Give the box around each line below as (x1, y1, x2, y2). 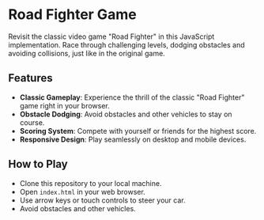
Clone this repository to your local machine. (19, 178, 162, 188)
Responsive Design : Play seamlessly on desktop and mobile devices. (19, 135, 247, 144)
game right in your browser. (19, 101, 111, 110)
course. (19, 117, 45, 127)
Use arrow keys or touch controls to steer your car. (19, 195, 186, 205)
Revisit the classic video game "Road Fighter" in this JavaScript (8, 32, 215, 41)
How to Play (8, 157, 69, 171)
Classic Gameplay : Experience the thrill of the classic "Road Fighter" (19, 93, 245, 102)
